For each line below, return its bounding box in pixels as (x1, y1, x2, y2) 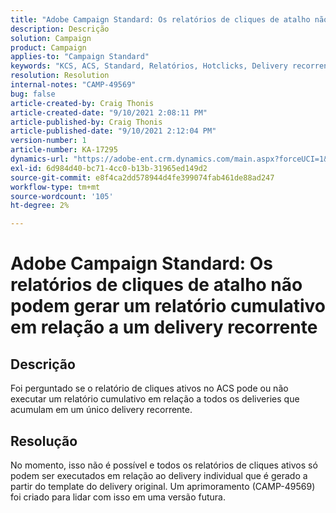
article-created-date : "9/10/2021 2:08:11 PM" (10, 107, 208, 118)
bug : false (10, 89, 56, 99)
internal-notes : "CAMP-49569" (10, 80, 137, 90)
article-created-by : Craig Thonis (10, 98, 155, 108)
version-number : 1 (10, 136, 87, 146)
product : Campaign (10, 42, 87, 53)
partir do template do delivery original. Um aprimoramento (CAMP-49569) (10, 480, 316, 492)
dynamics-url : (10, 154, 70, 164)
